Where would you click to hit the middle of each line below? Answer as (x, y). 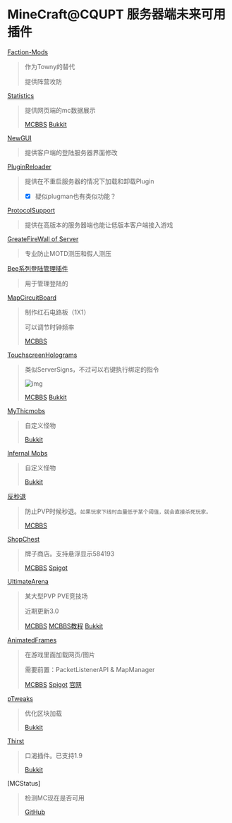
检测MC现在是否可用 (54, 798)
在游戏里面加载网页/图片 (60, 654)
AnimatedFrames (32, 640)
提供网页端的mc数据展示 (60, 110)
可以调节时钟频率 (49, 327)
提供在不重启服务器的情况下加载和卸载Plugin (89, 181)
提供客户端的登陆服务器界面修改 (71, 152)
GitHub (35, 812)
